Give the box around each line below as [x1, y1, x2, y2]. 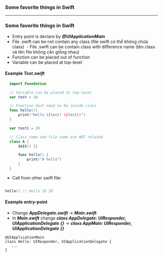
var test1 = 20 [9, 126, 40, 131]
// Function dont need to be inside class [9, 103, 97, 108]
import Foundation [9, 81, 47, 86]
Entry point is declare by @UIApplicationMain [12, 33, 105, 39]
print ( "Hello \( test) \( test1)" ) [17, 113, 86, 118]
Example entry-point [5, 199, 48, 205]
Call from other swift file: [12, 175, 62, 180]
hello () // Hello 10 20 [5, 188, 53, 194]
